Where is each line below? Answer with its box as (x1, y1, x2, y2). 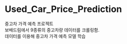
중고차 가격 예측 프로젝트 (5, 20, 54, 26)
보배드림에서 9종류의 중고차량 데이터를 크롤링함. (5, 26, 100, 33)
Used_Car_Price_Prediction (5, 3, 122, 15)
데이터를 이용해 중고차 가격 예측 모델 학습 (5, 33, 86, 39)
